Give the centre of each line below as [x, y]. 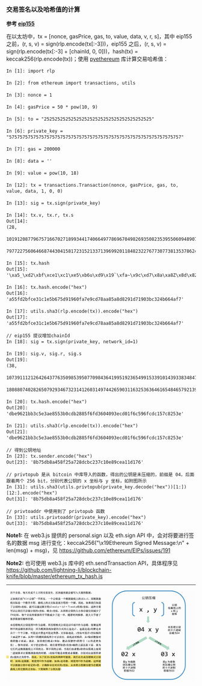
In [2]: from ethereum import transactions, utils [71, 83]
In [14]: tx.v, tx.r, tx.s [40, 215]
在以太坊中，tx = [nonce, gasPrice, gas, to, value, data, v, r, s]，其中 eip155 [99, 37]
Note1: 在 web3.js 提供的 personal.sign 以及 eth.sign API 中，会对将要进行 [98, 535]
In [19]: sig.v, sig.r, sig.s [44, 354]
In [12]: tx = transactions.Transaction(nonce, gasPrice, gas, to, [93, 185]
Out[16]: [17, 293]
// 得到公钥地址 [24, 451]
